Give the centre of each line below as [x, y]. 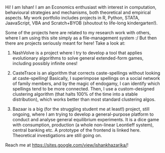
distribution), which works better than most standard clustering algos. [84, 99]
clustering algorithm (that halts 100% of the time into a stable [75, 94]
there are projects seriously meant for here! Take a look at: [65, 43]
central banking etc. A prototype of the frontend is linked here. [77, 130]
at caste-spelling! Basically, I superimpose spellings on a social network [86, 78]
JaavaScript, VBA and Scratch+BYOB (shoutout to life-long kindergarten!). [82, 23]
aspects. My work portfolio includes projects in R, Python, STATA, [72, 18]
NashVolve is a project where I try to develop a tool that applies [77, 53]
